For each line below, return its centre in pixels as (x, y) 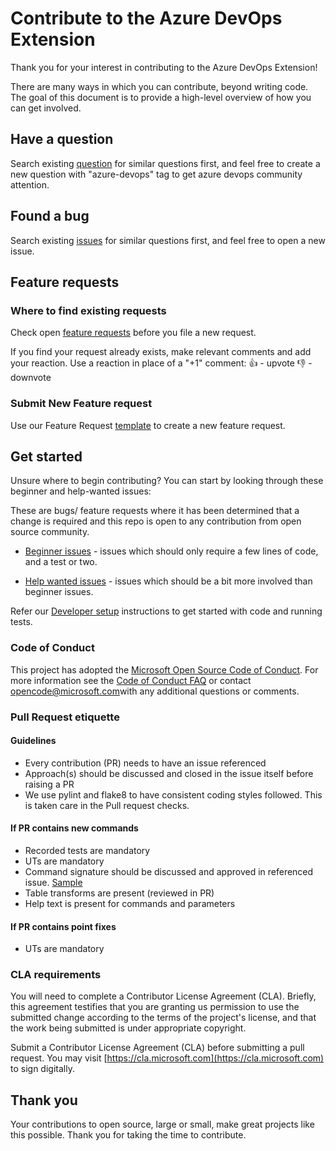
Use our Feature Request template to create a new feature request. (148, 425)
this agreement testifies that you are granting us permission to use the (155, 1007)
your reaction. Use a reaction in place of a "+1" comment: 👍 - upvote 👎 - (161, 363)
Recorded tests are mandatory (87, 850)
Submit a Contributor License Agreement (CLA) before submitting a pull (157, 1048)
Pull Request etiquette (65, 717)
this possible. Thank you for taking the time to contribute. (128, 1135)
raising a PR (49, 784)
